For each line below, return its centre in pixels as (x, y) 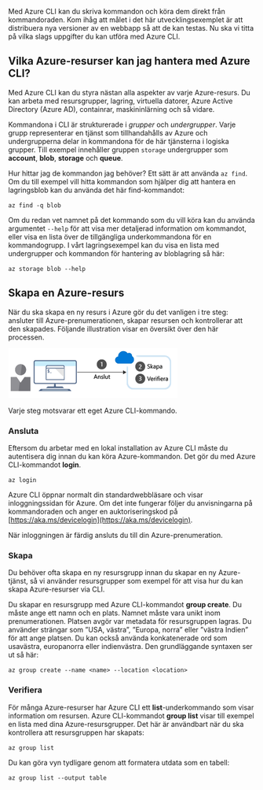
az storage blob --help (47, 269)
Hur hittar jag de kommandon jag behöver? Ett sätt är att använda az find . (128, 173)
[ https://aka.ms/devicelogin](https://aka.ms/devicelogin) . (100, 520)
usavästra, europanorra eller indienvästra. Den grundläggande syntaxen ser (130, 647)
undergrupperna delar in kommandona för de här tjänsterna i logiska (119, 141)
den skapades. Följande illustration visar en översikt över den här (113, 328)
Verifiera (25, 690)
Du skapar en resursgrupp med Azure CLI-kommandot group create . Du (125, 605)
